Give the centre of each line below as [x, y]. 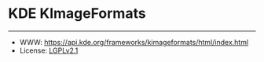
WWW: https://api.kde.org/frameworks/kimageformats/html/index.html [134, 42]
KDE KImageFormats [77, 14]
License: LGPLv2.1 [49, 50]
